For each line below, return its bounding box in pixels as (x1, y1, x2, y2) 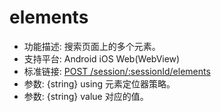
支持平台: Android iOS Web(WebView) (23, 52, 181, 65)
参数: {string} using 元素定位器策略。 (23, 77, 176, 90)
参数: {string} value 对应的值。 (23, 90, 149, 102)
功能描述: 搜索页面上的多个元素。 (23, 40, 161, 52)
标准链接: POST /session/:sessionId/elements (23, 65, 211, 77)
